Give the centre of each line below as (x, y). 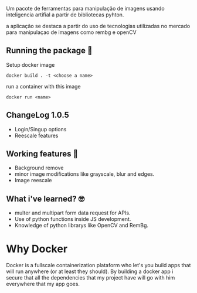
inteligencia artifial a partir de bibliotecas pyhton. (65, 15)
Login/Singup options (40, 129)
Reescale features (36, 135)
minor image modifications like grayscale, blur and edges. (84, 174)
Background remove (39, 168)
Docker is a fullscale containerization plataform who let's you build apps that (98, 265)
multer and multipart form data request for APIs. (72, 213)
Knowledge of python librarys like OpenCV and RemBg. (81, 226)
